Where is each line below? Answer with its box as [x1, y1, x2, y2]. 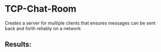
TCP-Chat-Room [5, 3, 77, 15]
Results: [5, 40, 32, 49]
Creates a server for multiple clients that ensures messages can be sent [5, 20, 156, 26]
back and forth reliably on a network [5, 25, 81, 31]
